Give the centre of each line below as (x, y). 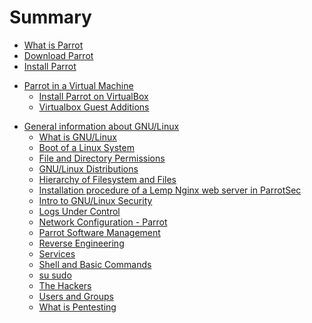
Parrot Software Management (99, 232)
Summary (50, 17)
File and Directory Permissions (102, 158)
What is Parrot (53, 45)
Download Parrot (58, 55)
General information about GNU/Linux (101, 126)
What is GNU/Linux (77, 137)
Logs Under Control (79, 211)
